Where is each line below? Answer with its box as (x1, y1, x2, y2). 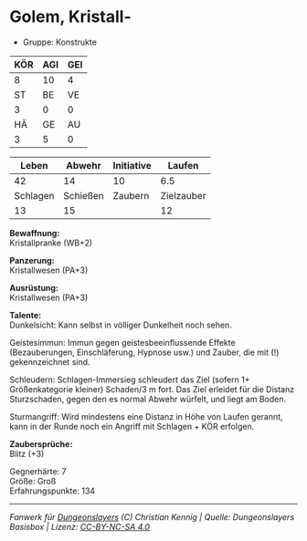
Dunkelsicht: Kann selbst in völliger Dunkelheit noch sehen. (9, 319, 233, 330)
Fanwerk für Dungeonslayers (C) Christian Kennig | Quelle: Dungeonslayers (9, 511, 295, 522)
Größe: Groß (9, 475, 57, 486)
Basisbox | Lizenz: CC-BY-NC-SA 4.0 (9, 521, 151, 532)
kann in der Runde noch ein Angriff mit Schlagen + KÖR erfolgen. (9, 421, 255, 432)
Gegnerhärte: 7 (9, 465, 67, 476)
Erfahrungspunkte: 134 (9, 485, 96, 496)
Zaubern (112, 189, 150, 202)
